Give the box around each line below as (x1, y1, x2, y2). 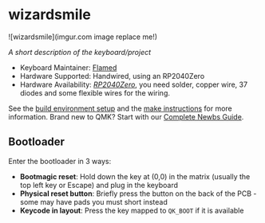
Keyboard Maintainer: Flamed (19, 62, 117, 72)
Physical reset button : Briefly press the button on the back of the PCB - (19, 189, 257, 198)
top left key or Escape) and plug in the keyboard (19, 180, 178, 190)
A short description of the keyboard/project (8, 47, 152, 57)
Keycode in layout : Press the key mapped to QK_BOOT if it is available (19, 205, 244, 215)
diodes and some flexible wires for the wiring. (19, 88, 170, 97)
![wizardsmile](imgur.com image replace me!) (8, 32, 158, 41)
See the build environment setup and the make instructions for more (8, 104, 233, 113)
